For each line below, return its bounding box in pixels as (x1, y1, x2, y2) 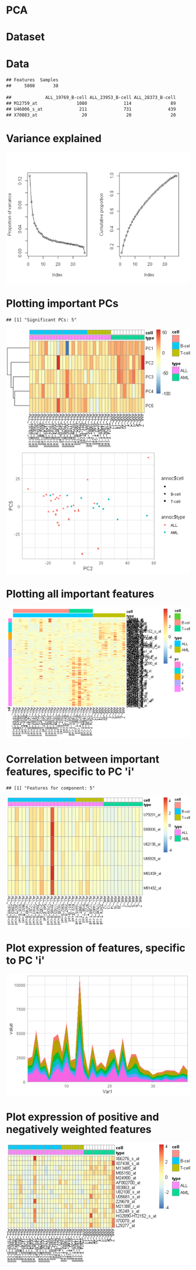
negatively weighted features (6, 1123, 152, 1136)
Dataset (6, 30, 45, 44)
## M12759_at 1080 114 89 (6, 101, 176, 107)
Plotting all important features (6, 588, 155, 600)
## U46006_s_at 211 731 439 (6, 107, 176, 112)
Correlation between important (6, 753, 160, 766)
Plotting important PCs (6, 297, 118, 310)
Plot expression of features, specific (6, 942, 185, 955)
